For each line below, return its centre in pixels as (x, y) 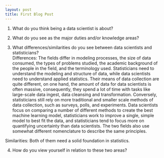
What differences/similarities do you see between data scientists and (82, 47)
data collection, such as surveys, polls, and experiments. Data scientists (85, 105)
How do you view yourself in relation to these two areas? (69, 150)
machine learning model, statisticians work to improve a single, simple (83, 115)
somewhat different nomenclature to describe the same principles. (80, 131)
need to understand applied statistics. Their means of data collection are (86, 79)
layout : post (18, 10)
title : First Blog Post (29, 14)
